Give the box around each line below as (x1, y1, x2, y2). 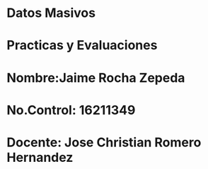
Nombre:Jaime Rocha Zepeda (6, 69, 185, 86)
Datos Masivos (6, 5, 96, 21)
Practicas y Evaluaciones (6, 37, 158, 54)
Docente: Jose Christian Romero (6, 134, 202, 150)
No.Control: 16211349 (6, 102, 136, 118)
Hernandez (6, 149, 74, 165)
